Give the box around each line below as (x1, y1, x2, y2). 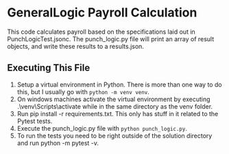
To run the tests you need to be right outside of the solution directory (16, 131, 213, 140)
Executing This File (7, 62, 91, 74)
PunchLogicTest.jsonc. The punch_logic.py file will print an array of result (7, 34, 215, 43)
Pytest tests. (16, 117, 53, 125)
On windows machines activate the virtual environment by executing (16, 95, 210, 103)
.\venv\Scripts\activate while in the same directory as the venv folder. (16, 102, 213, 111)
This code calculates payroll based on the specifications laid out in (7, 27, 195, 36)
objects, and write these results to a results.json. (7, 42, 144, 50)
